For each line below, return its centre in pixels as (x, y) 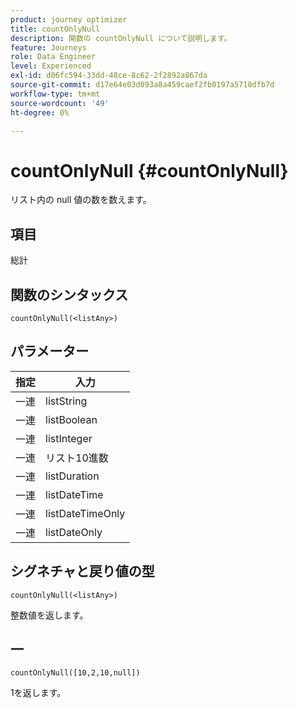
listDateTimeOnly (85, 513)
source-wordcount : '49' (60, 103)
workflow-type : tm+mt (55, 94)
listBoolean (71, 419)
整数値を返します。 (49, 615)
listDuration (72, 476)
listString (66, 401)
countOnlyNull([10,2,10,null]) (75, 673)
